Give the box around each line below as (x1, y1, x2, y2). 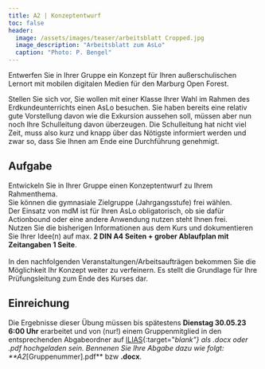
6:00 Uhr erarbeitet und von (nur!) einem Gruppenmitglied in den (8, 326, 222, 336)
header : (8, 26, 34, 34)
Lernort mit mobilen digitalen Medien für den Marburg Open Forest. (8, 79, 229, 88)
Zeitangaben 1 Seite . (8, 239, 77, 249)
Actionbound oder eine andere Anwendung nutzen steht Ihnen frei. (8, 214, 228, 223)
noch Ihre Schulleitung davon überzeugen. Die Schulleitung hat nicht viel (8, 120, 247, 129)
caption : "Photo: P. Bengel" (15, 49, 112, 56)
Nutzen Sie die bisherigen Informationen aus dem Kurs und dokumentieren (8, 223, 253, 232)
